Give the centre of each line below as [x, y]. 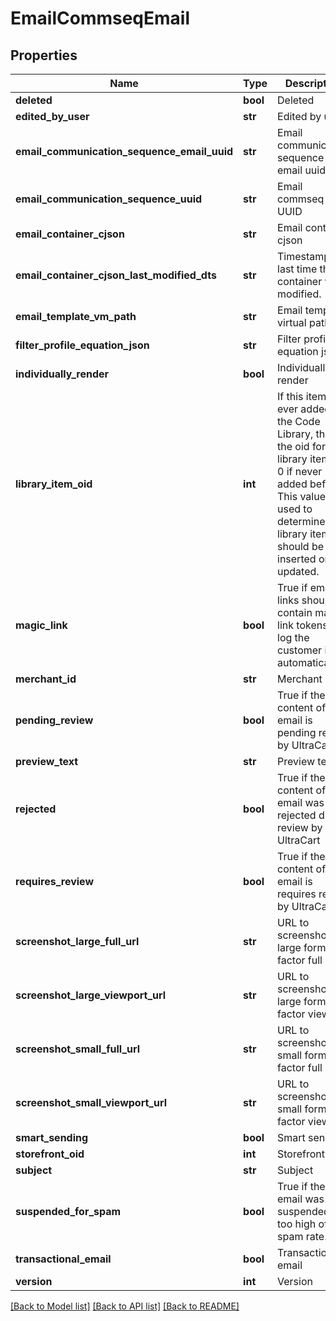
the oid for [301, 446]
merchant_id [46, 679]
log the [293, 637]
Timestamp [304, 256]
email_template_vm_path [76, 316]
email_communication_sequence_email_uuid [124, 151]
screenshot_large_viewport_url [91, 995]
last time [297, 269]
